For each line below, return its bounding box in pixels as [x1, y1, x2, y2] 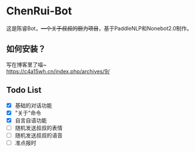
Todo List [6, 85, 42, 95]
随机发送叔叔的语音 [14, 132, 63, 139]
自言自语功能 [14, 117, 47, 124]
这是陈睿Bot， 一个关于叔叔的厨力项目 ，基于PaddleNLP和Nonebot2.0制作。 [6, 25, 193, 32]
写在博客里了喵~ [6, 61, 47, 68]
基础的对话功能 [14, 102, 52, 109]
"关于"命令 [14, 109, 41, 116]
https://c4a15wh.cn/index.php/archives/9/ [6, 68, 110, 75]
